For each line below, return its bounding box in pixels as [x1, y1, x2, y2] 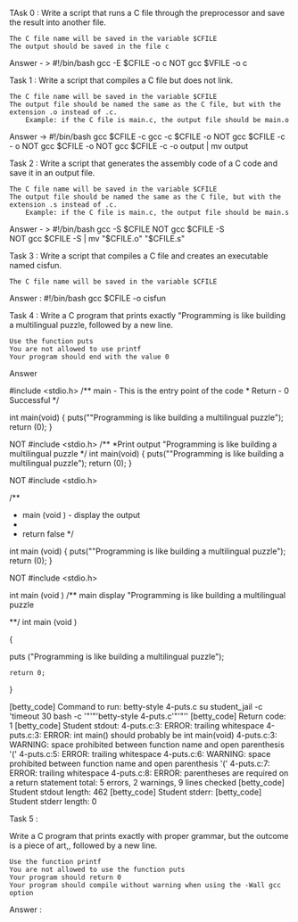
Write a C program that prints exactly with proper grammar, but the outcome [9, 831, 289, 841]
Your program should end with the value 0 [9, 352, 170, 361]
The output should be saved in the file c [9, 42, 170, 51]
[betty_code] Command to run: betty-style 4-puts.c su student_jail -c [9, 702, 263, 712]
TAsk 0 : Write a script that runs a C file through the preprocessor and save [9, 8, 286, 18]
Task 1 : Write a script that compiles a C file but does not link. [9, 75, 234, 86]
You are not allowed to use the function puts [9, 865, 186, 874]
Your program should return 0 [9, 873, 122, 882]
